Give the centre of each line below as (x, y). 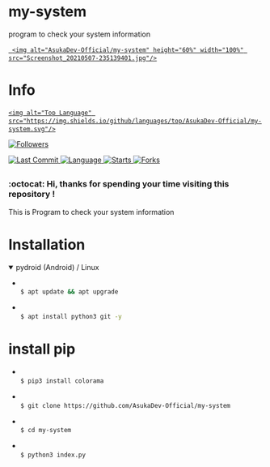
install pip (42, 349)
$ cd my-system (46, 431)
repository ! (32, 195)
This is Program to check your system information (91, 212)
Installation (47, 244)
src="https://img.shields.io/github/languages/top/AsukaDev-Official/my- (135, 121)
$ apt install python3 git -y (71, 317)
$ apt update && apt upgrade (69, 292)
